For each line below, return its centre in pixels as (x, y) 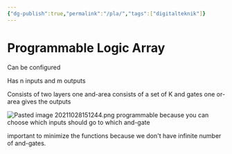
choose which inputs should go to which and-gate (79, 122)
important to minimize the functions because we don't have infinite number (114, 135)
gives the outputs (46, 101)
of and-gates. (27, 143)
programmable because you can (162, 114)
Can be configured (34, 67)
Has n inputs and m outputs (46, 80)
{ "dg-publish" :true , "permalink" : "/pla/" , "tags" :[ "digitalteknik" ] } (107, 14)
